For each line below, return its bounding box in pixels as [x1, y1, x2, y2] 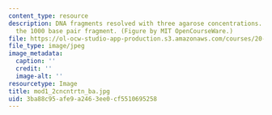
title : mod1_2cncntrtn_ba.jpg [8, 87, 111, 96]
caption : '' [15, 57, 57, 66]
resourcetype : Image [8, 79, 79, 87]
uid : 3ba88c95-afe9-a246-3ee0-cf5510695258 [8, 95, 158, 103]
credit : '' [15, 65, 53, 73]
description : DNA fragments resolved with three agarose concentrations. [8, 19, 263, 28]
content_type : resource [8, 11, 89, 20]
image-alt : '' [15, 72, 63, 80]
